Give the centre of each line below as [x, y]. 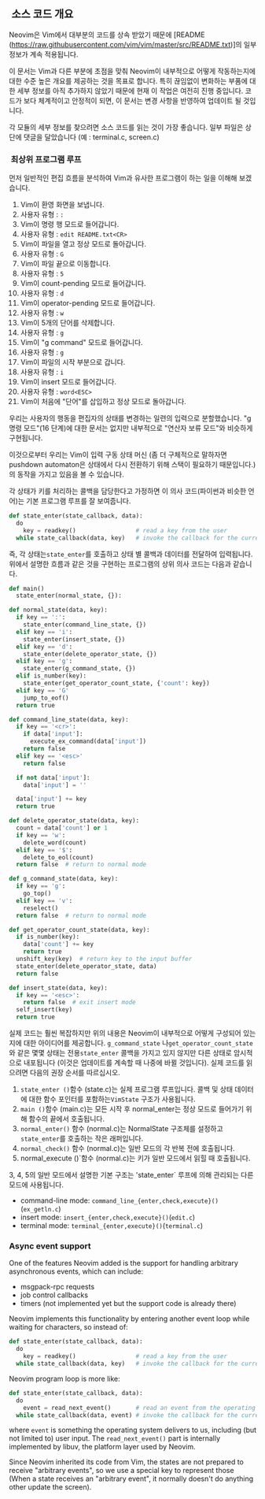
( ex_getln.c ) [40, 1209]
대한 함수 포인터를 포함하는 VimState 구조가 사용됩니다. [112, 1099]
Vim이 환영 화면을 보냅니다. [62, 205]
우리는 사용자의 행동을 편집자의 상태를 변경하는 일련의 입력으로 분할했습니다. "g [130, 418]
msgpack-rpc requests [57, 1287]
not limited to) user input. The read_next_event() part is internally [115, 1438]
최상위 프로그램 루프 [46, 159]
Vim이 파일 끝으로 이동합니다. [65, 264]
